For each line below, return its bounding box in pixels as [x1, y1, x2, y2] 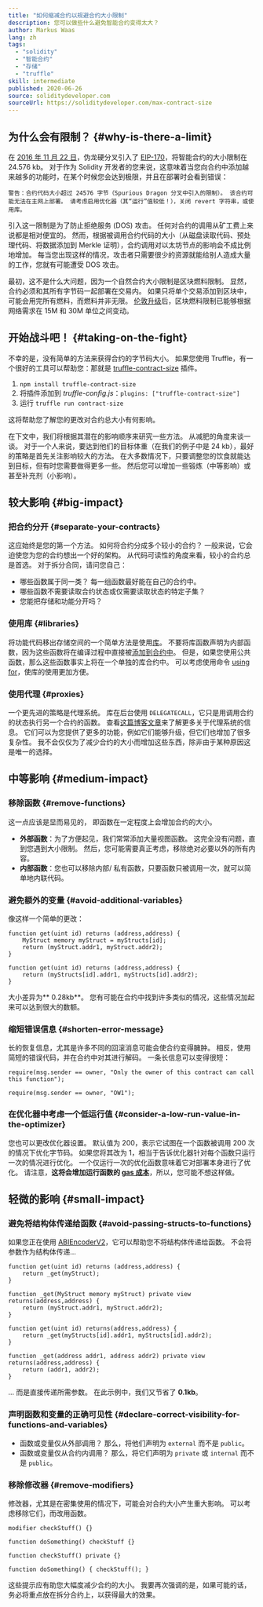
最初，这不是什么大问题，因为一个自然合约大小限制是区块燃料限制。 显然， [8, 276, 251, 286]
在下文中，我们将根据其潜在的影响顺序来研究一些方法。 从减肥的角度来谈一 [8, 431, 251, 440]
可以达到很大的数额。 [14, 1003, 84, 1012]
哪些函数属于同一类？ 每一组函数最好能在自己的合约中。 [19, 577, 201, 586]
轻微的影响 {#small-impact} [8, 1192, 145, 1206]
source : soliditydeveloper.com [8, 92, 111, 100]
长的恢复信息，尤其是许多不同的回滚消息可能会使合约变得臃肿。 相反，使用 [8, 1043, 251, 1053]
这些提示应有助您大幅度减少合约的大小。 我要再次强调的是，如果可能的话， [8, 1580, 251, 1590]
